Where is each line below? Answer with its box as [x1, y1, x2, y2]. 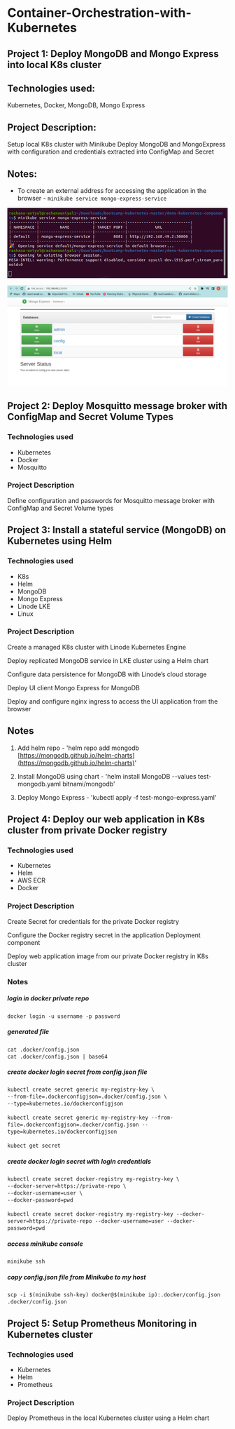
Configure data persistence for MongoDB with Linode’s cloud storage [7, 670, 207, 678]
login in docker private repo [7, 994, 90, 1002]
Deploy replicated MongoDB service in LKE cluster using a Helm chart [7, 656, 208, 664]
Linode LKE [17, 602, 51, 610]
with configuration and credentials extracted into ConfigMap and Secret [7, 147, 215, 156]
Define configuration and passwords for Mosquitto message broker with [7, 496, 215, 504]
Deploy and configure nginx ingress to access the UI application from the [7, 697, 218, 706]
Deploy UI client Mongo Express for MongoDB [7, 683, 140, 692]
